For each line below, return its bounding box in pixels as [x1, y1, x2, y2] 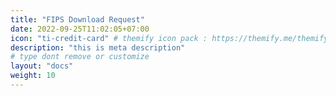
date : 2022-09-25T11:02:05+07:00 [10, 24, 150, 34]
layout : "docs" [10, 61, 74, 71]
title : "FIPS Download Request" [10, 14, 145, 25]
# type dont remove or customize [10, 52, 150, 62]
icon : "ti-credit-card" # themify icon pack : [10, 33, 208, 43]
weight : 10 [10, 71, 56, 81]
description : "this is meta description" [10, 42, 186, 53]
